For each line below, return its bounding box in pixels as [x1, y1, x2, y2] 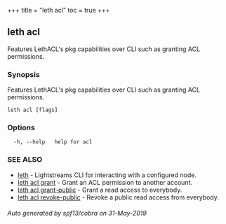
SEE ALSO [7, 155, 43, 164]
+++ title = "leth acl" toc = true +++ [7, 6, 110, 14]
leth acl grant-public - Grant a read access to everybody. [17, 185, 182, 194]
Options [7, 122, 35, 132]
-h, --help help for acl [13, 139, 93, 146]
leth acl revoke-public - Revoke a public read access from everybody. [17, 192, 220, 202]
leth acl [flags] [7, 106, 58, 114]
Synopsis [7, 69, 40, 79]
